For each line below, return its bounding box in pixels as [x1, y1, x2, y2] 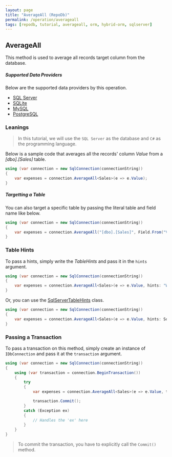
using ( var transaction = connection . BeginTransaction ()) [14, 370, 141, 375]
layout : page [5, 7, 33, 13]
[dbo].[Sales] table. [5, 156, 46, 162]
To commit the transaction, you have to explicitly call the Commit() [17, 441, 157, 447]
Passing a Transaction [5, 333, 62, 340]
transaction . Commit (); [32, 398, 81, 404]
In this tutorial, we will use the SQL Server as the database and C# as [17, 136, 161, 142]
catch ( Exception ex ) [24, 408, 70, 413]
